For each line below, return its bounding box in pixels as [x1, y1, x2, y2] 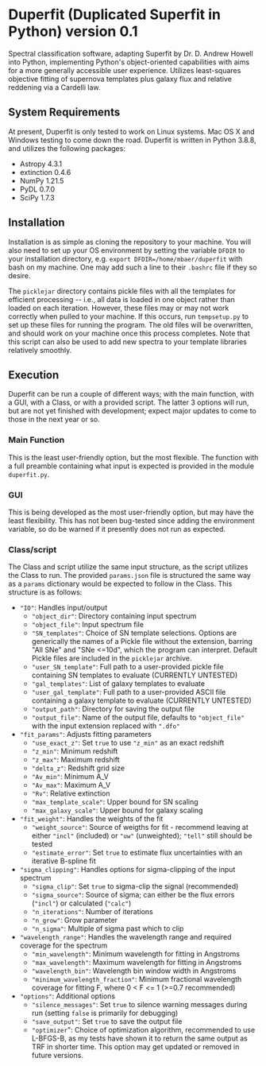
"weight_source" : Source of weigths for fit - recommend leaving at [31, 823, 249, 832]
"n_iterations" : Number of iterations [31, 907, 153, 917]
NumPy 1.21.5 [19, 176, 64, 185]
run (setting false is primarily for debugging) [31, 1008, 179, 1018]
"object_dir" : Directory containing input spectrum [31, 611, 197, 621]
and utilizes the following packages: [8, 143, 125, 153]
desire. [8, 270, 31, 280]
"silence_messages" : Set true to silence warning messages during [31, 1000, 248, 1010]
